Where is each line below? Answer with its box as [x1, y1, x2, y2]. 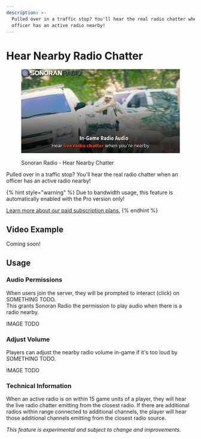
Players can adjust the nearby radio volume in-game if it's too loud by [6, 349, 178, 356]
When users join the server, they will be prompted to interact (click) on [6, 289, 179, 297]
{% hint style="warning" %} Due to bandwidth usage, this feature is [6, 189, 173, 196]
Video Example [6, 224, 64, 234]
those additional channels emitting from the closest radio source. [6, 414, 166, 422]
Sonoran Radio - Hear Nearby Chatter [21, 159, 114, 166]
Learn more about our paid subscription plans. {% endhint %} [6, 207, 159, 214]
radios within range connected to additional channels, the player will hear [6, 408, 187, 416]
